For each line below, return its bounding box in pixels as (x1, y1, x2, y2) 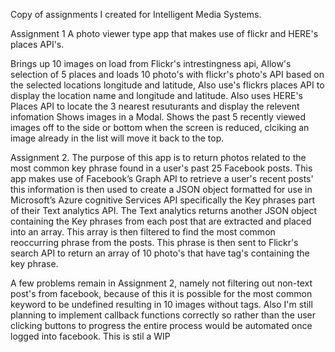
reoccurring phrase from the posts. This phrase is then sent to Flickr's (10, 237, 299, 248)
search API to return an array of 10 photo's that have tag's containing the (10, 247, 310, 259)
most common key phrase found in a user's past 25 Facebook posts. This (10, 162, 313, 174)
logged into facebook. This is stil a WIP (10, 330, 171, 342)
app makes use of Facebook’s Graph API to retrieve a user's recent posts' (10, 173, 314, 184)
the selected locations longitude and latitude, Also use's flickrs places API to (10, 79, 325, 91)
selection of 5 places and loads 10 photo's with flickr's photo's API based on (10, 69, 325, 80)
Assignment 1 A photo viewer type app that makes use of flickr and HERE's (10, 28, 319, 39)
